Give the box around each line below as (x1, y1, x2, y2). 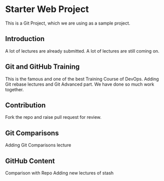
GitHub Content (5, 156, 55, 165)
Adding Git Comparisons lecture (5, 142, 71, 148)
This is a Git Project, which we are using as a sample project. (5, 20, 130, 26)
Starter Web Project (5, 4, 89, 15)
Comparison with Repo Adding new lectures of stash (5, 170, 114, 176)
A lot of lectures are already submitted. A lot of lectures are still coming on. (5, 48, 159, 54)
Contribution (5, 101, 46, 109)
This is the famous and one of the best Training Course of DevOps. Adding (5, 76, 159, 82)
